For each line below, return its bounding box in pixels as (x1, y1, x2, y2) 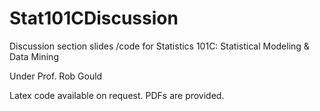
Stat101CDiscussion (9, 7, 179, 30)
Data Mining (9, 50, 59, 62)
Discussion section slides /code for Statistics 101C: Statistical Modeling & (9, 40, 310, 52)
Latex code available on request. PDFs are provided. (9, 89, 225, 101)
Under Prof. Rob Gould (9, 70, 103, 82)
